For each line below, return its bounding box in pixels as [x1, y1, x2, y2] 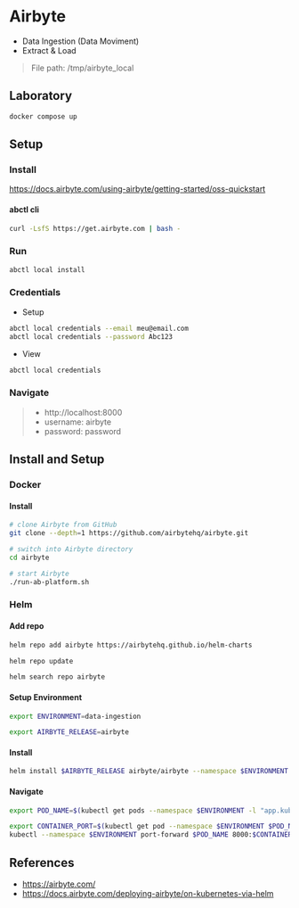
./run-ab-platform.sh [9, 577, 90, 586]
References [9, 854, 75, 871]
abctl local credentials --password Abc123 [9, 332, 174, 341]
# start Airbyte [9, 569, 69, 578]
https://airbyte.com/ [21, 879, 96, 889]
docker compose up [9, 111, 77, 121]
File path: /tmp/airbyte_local [30, 62, 134, 73]
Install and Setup [9, 452, 105, 467]
